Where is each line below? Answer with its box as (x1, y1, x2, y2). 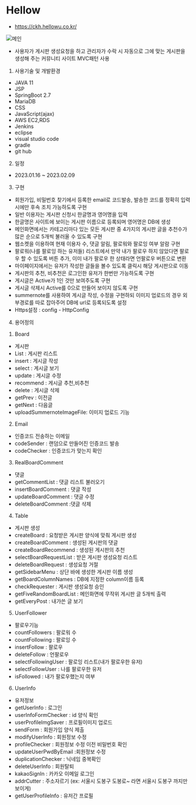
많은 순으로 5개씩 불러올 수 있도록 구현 (14, 233, 103, 240)
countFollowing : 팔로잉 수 (14, 636, 77, 643)
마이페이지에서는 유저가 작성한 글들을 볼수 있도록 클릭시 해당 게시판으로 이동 (14, 262, 189, 269)
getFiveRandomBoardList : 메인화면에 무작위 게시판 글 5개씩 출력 (14, 590, 166, 597)
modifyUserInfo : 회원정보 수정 (14, 733, 87, 740)
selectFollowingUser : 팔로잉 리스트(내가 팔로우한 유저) (14, 658, 143, 665)
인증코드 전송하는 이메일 (14, 432, 70, 439)
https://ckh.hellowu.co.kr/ (14, 23, 77, 30)
